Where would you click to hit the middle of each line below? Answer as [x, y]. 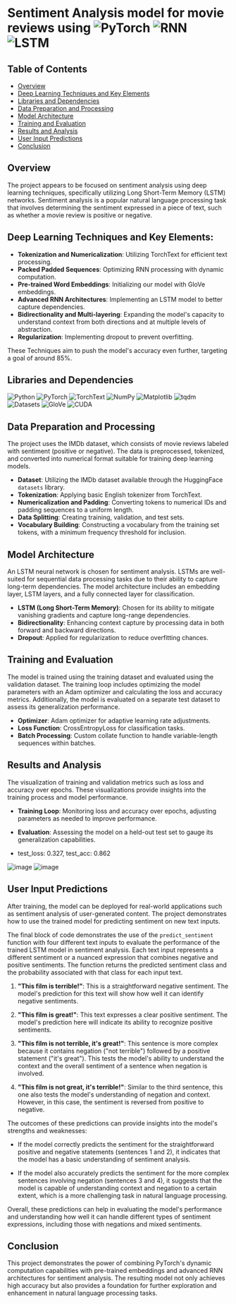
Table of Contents [48, 69]
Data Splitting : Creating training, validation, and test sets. [101, 517]
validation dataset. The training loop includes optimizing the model [104, 684]
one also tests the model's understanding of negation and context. [114, 1094]
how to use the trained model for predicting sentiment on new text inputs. [114, 921]
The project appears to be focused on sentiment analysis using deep [107, 185]
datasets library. [41, 488]
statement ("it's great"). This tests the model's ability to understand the [120, 1058]
